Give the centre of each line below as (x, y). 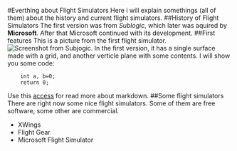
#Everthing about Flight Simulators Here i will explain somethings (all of (112, 10)
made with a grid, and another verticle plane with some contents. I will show (119, 56)
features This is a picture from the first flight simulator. (87, 41)
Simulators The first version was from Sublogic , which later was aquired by (117, 25)
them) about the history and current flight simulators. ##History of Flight (113, 18)
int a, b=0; (38, 76)
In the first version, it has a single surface (155, 48)
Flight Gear (34, 132)
